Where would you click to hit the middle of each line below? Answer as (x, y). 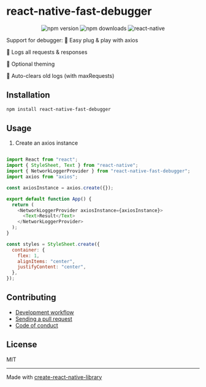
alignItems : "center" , (46, 261)
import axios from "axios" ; (42, 177)
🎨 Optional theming (31, 64)
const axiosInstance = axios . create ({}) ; (60, 188)
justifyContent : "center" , (52, 267)
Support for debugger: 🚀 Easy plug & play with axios (72, 40)
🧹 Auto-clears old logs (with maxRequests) (60, 75)
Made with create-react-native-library (54, 377)
